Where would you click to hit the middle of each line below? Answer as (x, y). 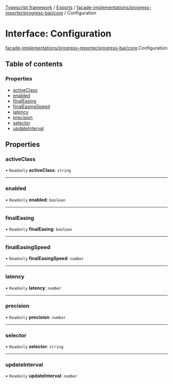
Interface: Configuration (58, 34)
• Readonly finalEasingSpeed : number (45, 258)
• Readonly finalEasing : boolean (39, 229)
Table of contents (34, 64)
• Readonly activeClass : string (38, 170)
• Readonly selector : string (34, 346)
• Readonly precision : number (36, 317)
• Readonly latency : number (33, 288)
